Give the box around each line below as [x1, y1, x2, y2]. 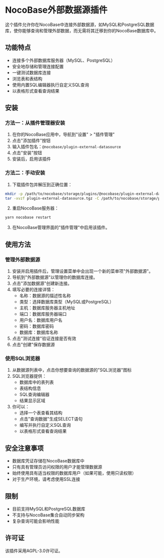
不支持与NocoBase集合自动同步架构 [12, 512, 84, 518]
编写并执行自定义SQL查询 [19, 422, 71, 428]
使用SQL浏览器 [5, 355, 41, 362]
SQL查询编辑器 [19, 392, 50, 397]
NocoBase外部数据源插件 [5, 4, 108, 16]
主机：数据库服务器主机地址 [19, 305, 76, 311]
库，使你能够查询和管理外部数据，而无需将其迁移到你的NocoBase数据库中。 [5, 27, 159, 33]
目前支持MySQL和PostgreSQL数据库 [12, 506, 85, 511]
